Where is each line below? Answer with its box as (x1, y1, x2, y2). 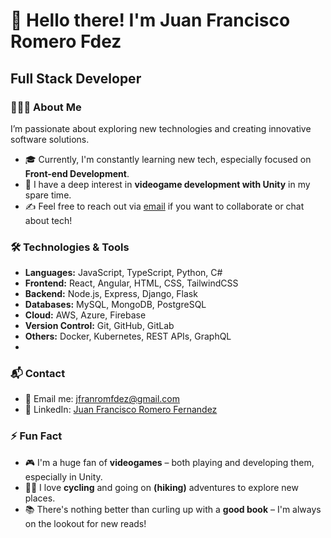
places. (24, 492, 56, 504)
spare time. (24, 189, 72, 201)
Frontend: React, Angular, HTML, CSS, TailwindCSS (24, 277, 239, 289)
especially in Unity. (24, 470, 103, 483)
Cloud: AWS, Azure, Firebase (24, 309, 147, 321)
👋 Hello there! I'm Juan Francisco (10, 9, 291, 32)
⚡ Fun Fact (10, 429, 63, 443)
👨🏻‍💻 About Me (10, 100, 82, 114)
